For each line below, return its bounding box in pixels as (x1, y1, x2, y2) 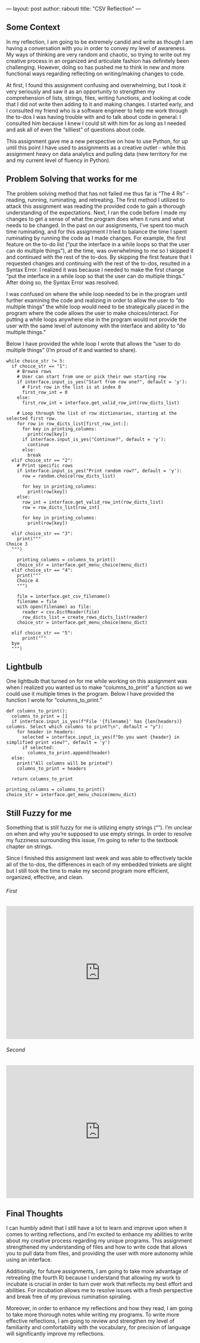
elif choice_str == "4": (11, 567, 73, 573)
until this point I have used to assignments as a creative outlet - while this (6, 143, 186, 151)
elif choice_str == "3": (11, 530, 73, 537)
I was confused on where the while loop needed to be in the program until (6, 290, 187, 298)
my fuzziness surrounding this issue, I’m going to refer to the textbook (6, 837, 179, 844)
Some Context (6, 22, 61, 32)
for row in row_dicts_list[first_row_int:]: (17, 421, 129, 427)
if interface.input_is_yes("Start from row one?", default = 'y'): (17, 379, 187, 385)
